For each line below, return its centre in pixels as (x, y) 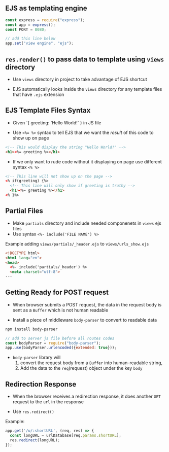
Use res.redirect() (33, 412)
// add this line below (30, 39)
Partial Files (24, 211)
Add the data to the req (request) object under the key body (81, 368)
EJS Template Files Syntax (48, 110)
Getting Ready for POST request (57, 292)
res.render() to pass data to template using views (84, 59)
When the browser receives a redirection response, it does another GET (87, 396)
